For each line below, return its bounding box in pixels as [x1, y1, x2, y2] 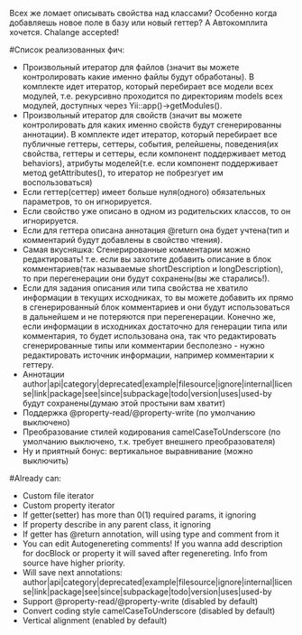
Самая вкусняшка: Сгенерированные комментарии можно [22, 244, 251, 255]
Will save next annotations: [22, 567, 124, 577]
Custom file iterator [22, 490, 95, 500]
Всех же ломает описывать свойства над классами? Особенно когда [9, 8, 278, 18]
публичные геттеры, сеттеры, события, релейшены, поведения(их [22, 139, 279, 149]
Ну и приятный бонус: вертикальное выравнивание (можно [22, 446, 254, 456]
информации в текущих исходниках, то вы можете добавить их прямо [22, 293, 295, 303]
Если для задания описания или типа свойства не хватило [22, 283, 249, 293]
